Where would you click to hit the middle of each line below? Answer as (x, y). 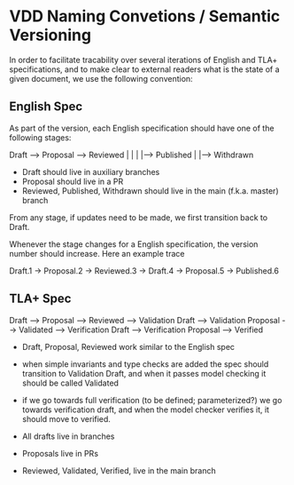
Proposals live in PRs (60, 453)
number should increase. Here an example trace (97, 253)
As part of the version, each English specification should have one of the (142, 128)
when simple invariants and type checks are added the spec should (145, 364)
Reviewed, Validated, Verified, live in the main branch (119, 470)
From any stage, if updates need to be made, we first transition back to (139, 217)
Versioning (50, 35)
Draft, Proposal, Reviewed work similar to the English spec (128, 346)
